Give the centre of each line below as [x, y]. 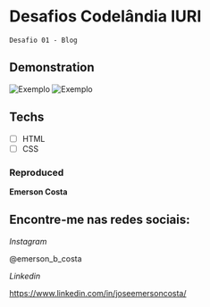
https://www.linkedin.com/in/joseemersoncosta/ [98, 293]
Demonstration [52, 67]
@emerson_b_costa [46, 258]
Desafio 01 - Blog [43, 40]
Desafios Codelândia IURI [105, 17]
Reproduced [37, 172]
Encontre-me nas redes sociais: [100, 220]
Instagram [28, 241]
